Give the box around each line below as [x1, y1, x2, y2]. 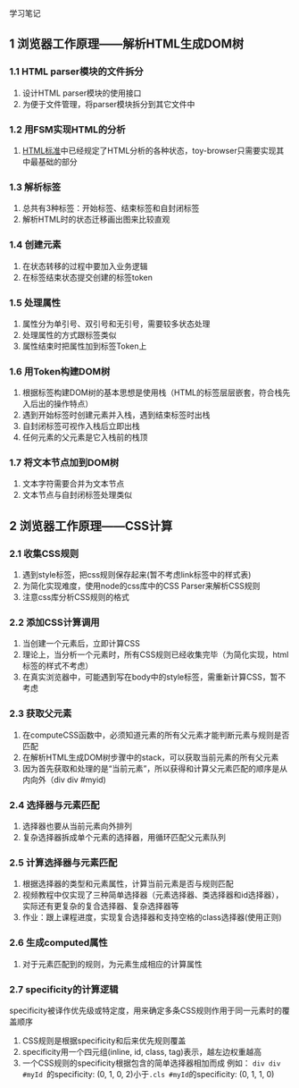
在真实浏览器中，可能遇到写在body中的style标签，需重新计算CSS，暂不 [21, 671, 287, 682]
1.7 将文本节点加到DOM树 [9, 457, 120, 469]
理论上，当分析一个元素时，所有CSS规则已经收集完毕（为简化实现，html [21, 649, 289, 660]
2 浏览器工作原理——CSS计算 [9, 518, 173, 534]
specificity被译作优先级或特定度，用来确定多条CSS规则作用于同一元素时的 [9, 1005, 283, 1016]
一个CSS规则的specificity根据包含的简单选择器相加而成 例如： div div [21, 1058, 281, 1068]
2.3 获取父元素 [9, 707, 72, 720]
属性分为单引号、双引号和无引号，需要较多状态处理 [21, 318, 211, 329]
